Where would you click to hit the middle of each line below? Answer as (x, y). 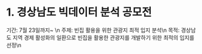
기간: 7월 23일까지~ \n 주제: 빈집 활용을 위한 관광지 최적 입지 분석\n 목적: (93, 30)
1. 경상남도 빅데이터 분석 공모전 (79, 12)
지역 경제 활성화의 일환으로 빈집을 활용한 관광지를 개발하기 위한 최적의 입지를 (103, 37)
